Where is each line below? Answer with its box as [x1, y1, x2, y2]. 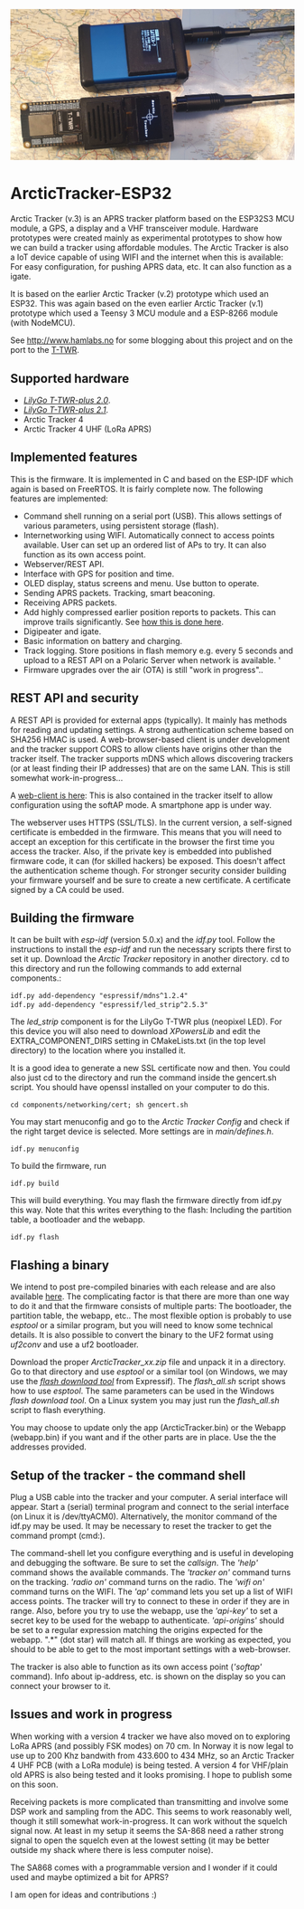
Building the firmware [10, 910, 134, 926]
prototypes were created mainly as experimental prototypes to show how [10, 233, 282, 243]
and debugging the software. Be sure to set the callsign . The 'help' [10, 1557, 259, 1569]
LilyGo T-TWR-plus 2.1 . [23, 404, 109, 415]
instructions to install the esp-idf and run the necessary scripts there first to [10, 944, 291, 954]
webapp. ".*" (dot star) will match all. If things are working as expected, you [10, 1634, 291, 1646]
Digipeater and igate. [23, 625, 102, 637]
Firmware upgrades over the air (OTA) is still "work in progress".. [23, 664, 264, 675]
